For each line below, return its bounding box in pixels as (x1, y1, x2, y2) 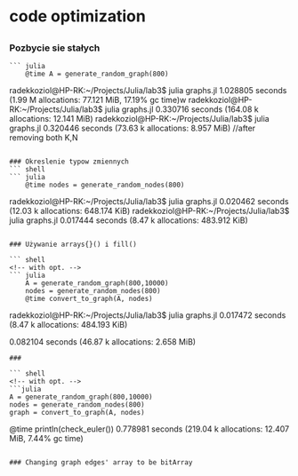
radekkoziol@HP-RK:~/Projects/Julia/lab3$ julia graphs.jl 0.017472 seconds (9, 309, 286, 321)
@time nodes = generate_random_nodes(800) (25, 180, 185, 189)
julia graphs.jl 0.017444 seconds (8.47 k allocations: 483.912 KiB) (9, 215, 249, 226)
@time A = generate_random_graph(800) (25, 69, 169, 78)
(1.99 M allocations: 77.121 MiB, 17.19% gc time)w (9, 94, 187, 105)
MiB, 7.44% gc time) (9, 432, 85, 443)
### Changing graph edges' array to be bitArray (9, 457, 193, 467)
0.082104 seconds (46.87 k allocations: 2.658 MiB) (9, 336, 197, 347)
